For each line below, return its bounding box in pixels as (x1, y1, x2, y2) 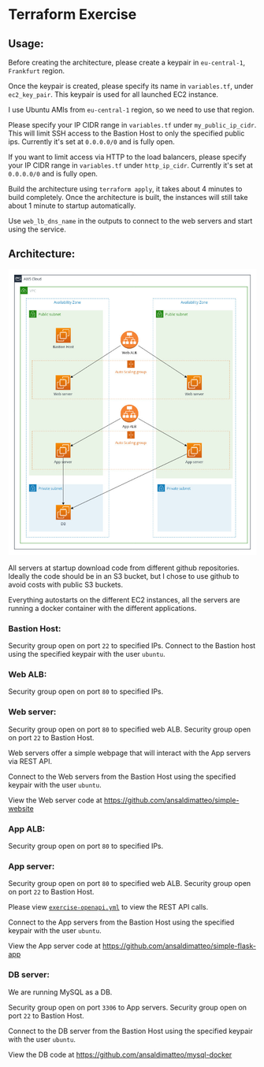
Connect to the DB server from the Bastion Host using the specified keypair (8, 1026, 254, 1036)
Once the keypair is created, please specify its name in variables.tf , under (8, 81, 254, 91)
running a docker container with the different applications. (8, 603, 197, 613)
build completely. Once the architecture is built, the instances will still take (8, 193, 248, 202)
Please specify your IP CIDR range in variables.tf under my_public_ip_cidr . (8, 120, 257, 129)
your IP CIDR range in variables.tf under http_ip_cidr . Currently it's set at (8, 161, 254, 170)
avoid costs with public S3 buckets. (8, 580, 124, 589)
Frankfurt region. (8, 66, 65, 76)
